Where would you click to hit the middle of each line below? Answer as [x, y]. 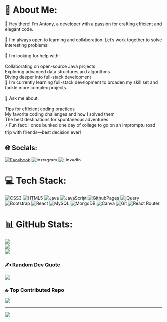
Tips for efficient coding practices [40, 109]
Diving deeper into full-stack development [48, 77]
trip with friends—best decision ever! [43, 132]
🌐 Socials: [21, 148]
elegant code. [19, 29]
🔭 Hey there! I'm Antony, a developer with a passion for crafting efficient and [83, 24]
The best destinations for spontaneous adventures [57, 119]
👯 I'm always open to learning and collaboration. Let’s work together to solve [83, 40]
